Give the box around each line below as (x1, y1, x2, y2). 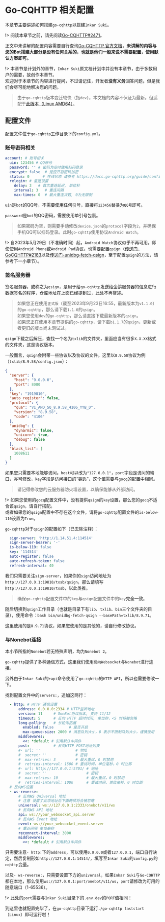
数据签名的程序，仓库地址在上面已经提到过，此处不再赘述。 (5, 290, 126, 296)
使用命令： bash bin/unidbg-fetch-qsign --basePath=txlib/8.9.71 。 (15, 612, 154, 618)
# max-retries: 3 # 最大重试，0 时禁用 (18, 757, 114, 762)
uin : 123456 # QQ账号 (9, 160, 53, 165)
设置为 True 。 (11, 515, 38, 521)
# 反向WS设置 (9, 784, 33, 790)
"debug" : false (14, 437, 45, 442)
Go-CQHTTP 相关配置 (5, 4, 94, 16)
